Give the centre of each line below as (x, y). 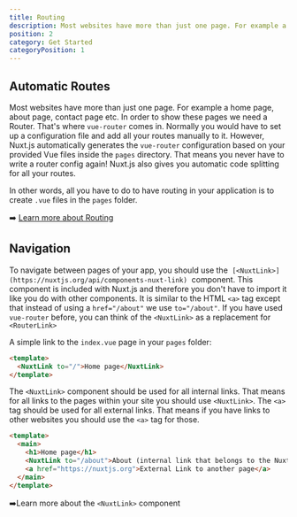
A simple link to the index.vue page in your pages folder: (110, 342)
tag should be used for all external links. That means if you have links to (140, 410)
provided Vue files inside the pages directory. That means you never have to (147, 154)
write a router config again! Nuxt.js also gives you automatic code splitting (145, 164)
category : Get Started (51, 42)
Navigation (40, 249)
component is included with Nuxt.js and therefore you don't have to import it (148, 289)
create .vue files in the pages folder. (73, 199)
